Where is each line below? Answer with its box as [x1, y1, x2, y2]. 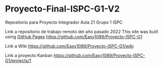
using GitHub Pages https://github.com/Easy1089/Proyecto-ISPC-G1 [5, 34, 143, 40]
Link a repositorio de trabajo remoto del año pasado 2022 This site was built [5, 28, 159, 34]
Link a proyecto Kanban [5, 52, 53, 58]
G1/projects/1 [5, 57, 32, 63]
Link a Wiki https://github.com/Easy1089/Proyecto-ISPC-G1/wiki [5, 43, 134, 49]
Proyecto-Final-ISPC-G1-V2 [5, 3, 120, 14]
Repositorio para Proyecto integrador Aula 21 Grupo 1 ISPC [5, 19, 123, 25]
